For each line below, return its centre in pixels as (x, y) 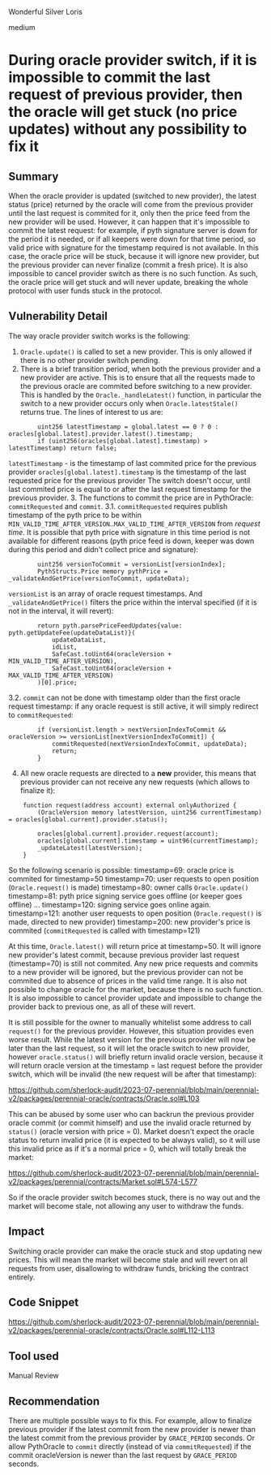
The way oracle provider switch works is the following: (99, 335)
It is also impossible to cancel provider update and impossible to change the (135, 998)
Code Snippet (44, 1302)
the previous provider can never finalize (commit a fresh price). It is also (128, 265)
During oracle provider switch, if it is (133, 60)
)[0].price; (58, 682)
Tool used (34, 1356)
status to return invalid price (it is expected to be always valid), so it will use (134, 1140)
